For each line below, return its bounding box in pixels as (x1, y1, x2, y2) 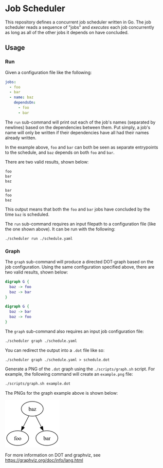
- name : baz (9, 95, 34, 100)
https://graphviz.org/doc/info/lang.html (5, 457, 84, 463)
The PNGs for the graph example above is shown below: (5, 390, 118, 396)
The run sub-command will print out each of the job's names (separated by (5, 119, 156, 125)
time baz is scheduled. (5, 211, 50, 217)
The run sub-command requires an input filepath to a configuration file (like (5, 221, 156, 227)
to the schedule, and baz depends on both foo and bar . (5, 149, 115, 155)
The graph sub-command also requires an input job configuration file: (5, 328, 144, 334)
